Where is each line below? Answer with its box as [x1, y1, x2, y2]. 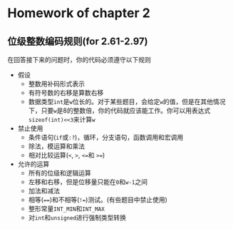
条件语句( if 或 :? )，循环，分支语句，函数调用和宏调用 [28, 133, 184, 141]
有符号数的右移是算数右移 [28, 88, 104, 97]
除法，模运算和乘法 [28, 142, 86, 151]
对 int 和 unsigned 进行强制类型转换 [28, 213, 127, 222]
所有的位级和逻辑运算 [28, 169, 91, 177]
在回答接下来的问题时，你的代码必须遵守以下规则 [7, 56, 151, 63]
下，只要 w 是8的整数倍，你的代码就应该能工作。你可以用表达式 [28, 106, 211, 115]
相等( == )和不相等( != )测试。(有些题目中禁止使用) [28, 195, 167, 204]
